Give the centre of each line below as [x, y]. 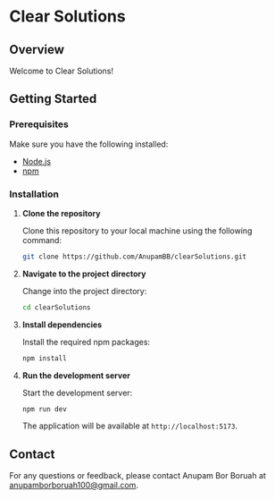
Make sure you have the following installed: [89, 144]
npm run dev [44, 409]
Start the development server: [77, 393]
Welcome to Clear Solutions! [62, 71]
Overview [37, 50]
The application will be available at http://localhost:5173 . [130, 426]
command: [42, 240]
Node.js [37, 161]
